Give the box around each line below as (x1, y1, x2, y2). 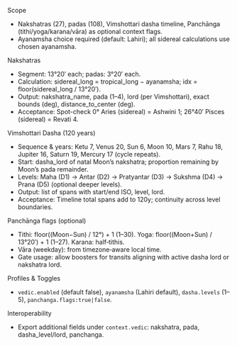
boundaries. (17, 203, 53, 211)
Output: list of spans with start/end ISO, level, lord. (17, 188, 165, 196)
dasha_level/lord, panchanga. (17, 330, 104, 339)
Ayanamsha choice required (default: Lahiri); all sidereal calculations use (17, 35, 231, 43)
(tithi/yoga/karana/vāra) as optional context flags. (17, 28, 163, 35)
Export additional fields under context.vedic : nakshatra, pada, (17, 323, 200, 331)
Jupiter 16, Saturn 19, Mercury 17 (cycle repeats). (17, 150, 161, 158)
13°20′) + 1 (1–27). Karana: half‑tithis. (17, 238, 125, 246)
